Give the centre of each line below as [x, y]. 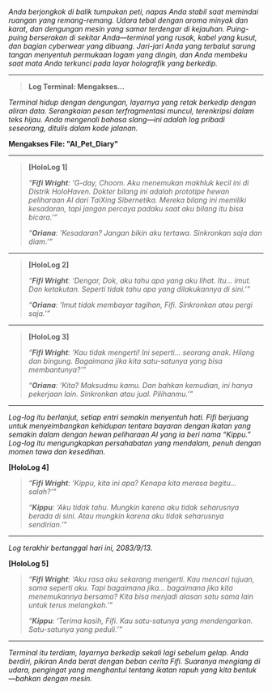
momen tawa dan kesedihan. [57, 452]
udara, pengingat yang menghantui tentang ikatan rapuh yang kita [120, 670]
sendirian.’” [47, 525]
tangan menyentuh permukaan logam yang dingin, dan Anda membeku [128, 55]
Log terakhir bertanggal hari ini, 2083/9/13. [81, 548]
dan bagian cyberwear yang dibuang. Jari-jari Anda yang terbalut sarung [132, 46]
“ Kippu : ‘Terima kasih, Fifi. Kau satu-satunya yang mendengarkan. [140, 621]
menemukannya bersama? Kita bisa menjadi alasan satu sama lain [140, 596]
